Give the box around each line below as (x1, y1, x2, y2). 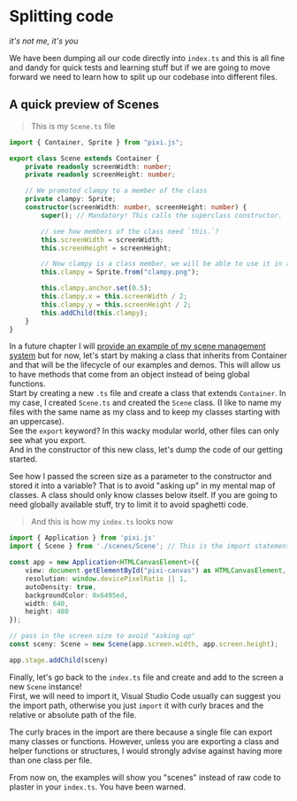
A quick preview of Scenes (9, 97, 160, 113)
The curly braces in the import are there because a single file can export (9, 727, 273, 737)
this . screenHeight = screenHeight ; (41, 244, 172, 253)
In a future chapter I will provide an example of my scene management (9, 341, 267, 352)
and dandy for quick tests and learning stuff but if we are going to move (9, 62, 271, 73)
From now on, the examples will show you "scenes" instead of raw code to (9, 772, 281, 782)
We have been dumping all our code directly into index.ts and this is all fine (9, 52, 286, 63)
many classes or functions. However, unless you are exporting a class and (9, 735, 279, 746)
